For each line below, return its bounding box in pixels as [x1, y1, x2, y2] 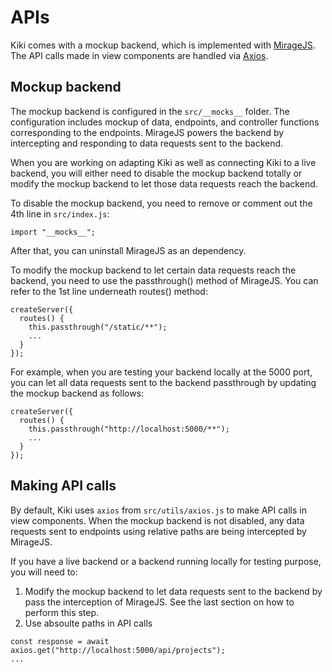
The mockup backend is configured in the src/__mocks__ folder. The [10, 105, 290, 117]
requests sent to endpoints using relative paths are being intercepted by [10, 525, 307, 537]
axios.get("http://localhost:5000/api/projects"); [10, 645, 226, 655]
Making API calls [10, 477, 117, 495]
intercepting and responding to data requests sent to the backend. [10, 137, 284, 149]
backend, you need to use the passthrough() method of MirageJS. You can [10, 274, 319, 286]
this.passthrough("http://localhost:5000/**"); [28, 424, 230, 434]
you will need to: [10, 566, 78, 578]
